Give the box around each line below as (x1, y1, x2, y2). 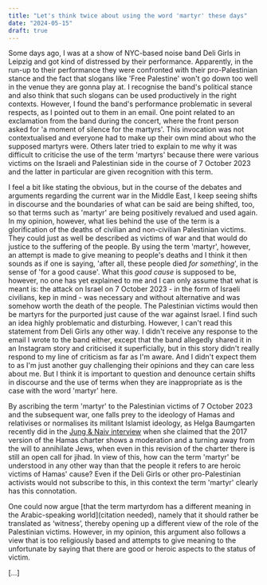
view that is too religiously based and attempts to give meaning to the (8, 536, 237, 545)
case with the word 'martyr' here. (8, 386, 118, 396)
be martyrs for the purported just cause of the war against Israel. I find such (8, 310, 257, 319)
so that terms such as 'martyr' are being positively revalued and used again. (8, 208, 258, 218)
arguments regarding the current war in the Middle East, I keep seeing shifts (8, 191, 257, 200)
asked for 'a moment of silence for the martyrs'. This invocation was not (8, 125, 245, 134)
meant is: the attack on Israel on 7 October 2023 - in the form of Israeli (8, 284, 241, 294)
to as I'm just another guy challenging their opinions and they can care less (8, 361, 255, 370)
